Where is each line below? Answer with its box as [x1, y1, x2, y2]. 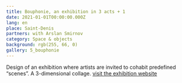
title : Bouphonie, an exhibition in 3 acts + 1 [6, 8, 126, 15]
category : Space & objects [6, 36, 73, 42]
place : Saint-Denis [6, 25, 54, 31]
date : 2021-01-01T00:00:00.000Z [6, 14, 86, 20]
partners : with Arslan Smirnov [6, 31, 83, 37]
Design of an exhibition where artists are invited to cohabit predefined [6, 63, 176, 71]
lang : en [6, 20, 28, 25]
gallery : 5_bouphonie [6, 47, 60, 53]
